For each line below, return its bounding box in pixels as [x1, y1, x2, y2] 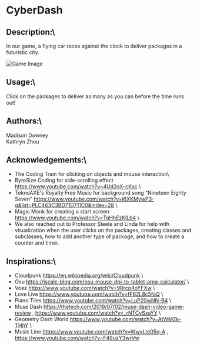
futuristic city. [6, 49, 39, 56]
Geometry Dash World [14, 316, 69, 323]
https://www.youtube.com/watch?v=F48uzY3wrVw [14, 335, 140, 342]
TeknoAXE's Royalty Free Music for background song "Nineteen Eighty [14, 189, 186, 196]
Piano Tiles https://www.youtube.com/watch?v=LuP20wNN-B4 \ [14, 297, 172, 304]
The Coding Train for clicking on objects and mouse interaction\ [14, 171, 169, 178]
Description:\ [6, 27, 55, 37]
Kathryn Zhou [6, 138, 39, 145]
